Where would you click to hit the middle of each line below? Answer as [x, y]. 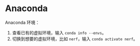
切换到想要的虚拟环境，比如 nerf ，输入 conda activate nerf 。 [75, 39]
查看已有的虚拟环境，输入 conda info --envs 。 [59, 32]
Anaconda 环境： [22, 22]
